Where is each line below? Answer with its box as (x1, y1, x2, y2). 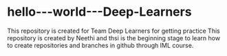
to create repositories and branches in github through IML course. (7, 41, 194, 49)
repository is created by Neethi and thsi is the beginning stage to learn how (7, 33, 221, 42)
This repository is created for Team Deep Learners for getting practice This (7, 27, 220, 35)
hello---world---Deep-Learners (7, 4, 192, 20)
